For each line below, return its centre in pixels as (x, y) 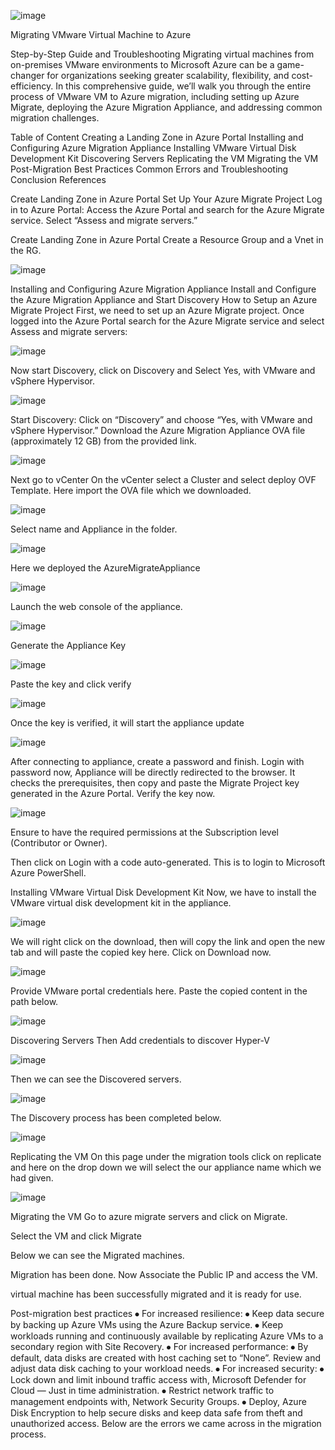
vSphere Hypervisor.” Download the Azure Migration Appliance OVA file (158, 430)
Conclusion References (58, 179)
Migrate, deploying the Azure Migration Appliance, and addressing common (166, 107)
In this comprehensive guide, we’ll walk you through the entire (183, 86)
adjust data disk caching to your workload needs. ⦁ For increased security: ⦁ (167, 1368)
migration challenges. (55, 118)
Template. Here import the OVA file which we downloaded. (131, 490)
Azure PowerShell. (48, 873)
